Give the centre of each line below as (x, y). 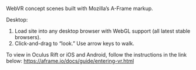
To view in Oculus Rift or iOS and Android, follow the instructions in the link (97, 55)
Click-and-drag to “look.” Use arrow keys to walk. (75, 43)
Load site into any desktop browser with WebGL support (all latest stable (102, 31)
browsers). (28, 37)
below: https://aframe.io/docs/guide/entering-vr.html (70, 61)
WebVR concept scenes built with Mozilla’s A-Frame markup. (80, 8)
